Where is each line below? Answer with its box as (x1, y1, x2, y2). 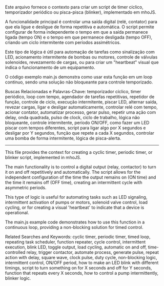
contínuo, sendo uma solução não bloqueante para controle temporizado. (5, 79, 153, 85)
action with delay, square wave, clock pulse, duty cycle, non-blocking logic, (5, 255, 158, 260)
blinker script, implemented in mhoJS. (5, 155, 82, 160)
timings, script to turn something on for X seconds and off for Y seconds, (5, 265, 152, 270)
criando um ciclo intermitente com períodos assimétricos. (5, 40, 121, 45)
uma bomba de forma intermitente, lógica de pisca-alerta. (5, 135, 121, 141)
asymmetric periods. (5, 185, 47, 190)
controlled (5, 249, 26, 255)
